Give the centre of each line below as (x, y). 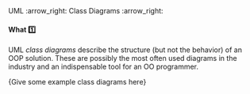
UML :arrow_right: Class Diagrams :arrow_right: (86, 11)
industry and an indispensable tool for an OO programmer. (104, 67)
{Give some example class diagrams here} (77, 82)
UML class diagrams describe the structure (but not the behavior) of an (125, 50)
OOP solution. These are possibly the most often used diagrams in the (123, 58)
